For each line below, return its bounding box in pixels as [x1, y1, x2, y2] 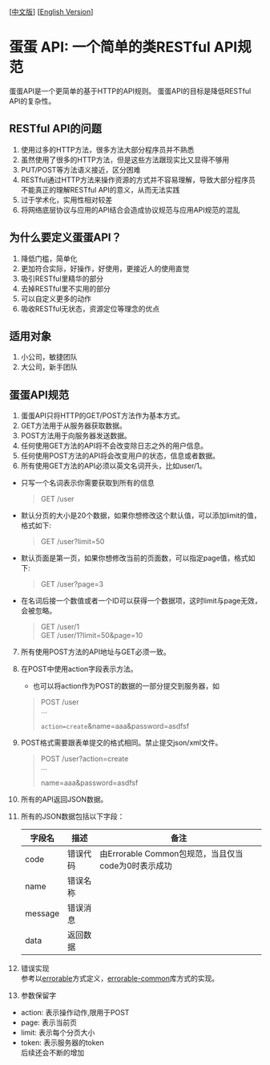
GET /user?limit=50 [40, 537, 105, 547]
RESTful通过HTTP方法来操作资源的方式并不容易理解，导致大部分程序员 [20, 175, 256, 185]
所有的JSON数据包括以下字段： [20, 811, 125, 821]
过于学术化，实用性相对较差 [20, 195, 113, 205]
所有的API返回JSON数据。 [20, 795, 108, 804]
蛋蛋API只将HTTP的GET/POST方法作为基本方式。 [20, 411, 185, 421]
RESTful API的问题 [9, 122, 103, 136]
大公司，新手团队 [20, 362, 78, 372]
